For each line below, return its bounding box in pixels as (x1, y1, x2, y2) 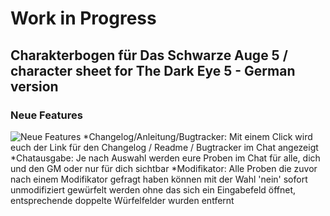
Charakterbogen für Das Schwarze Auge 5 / (10, 47, 288, 64)
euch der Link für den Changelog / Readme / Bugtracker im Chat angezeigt (10, 141, 319, 153)
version (10, 78, 59, 95)
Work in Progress (10, 7, 157, 30)
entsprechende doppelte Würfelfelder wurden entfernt (10, 194, 235, 206)
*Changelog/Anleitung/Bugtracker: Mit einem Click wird (83, 130, 313, 142)
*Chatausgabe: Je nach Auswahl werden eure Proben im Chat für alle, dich (10, 152, 321, 164)
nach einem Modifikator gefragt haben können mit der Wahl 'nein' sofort (10, 173, 308, 185)
